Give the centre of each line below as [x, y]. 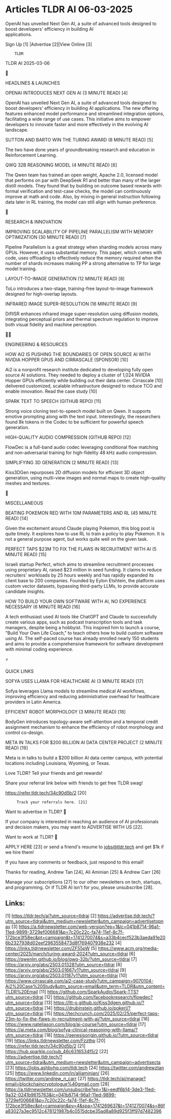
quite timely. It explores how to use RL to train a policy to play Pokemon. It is [85, 533]
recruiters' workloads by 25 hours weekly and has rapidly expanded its [80, 575]
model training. [21, 269]
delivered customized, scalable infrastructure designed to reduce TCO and [83, 386]
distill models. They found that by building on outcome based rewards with [83, 185]
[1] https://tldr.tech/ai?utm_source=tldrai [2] [51, 916]
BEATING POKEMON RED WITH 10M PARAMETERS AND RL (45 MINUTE [81, 513]
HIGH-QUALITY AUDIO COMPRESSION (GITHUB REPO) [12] [68, 437]
